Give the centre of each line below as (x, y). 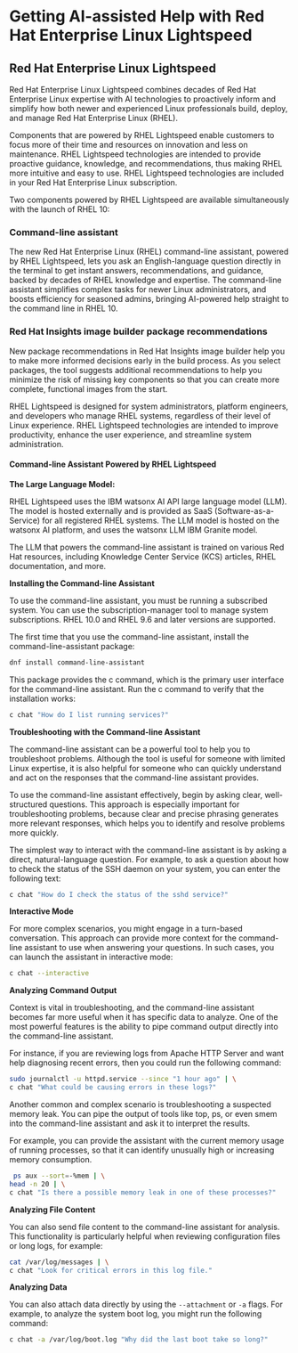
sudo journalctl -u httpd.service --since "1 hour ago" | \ (123, 1080)
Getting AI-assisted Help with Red (137, 16)
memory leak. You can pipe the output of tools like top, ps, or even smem (143, 1114)
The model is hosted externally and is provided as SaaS (111, 510)
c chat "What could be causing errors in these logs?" (113, 1088)
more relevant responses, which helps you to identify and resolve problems (147, 823)
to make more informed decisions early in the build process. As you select (145, 360)
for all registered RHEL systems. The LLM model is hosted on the (161, 520)
